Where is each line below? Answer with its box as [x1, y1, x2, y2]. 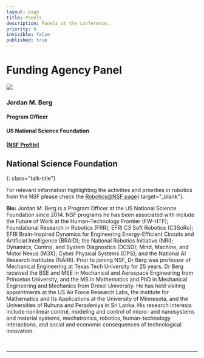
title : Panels [6, 15, 42, 21]
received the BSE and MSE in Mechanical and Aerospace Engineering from [6, 269, 194, 277]
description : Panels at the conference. [6, 20, 110, 26]
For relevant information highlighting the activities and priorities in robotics [6, 187, 192, 194]
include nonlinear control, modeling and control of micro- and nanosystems [6, 308, 195, 315]
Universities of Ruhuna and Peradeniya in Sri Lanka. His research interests [6, 301, 192, 309]
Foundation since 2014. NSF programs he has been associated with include [6, 211, 195, 219]
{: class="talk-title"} [6, 174, 56, 182]
